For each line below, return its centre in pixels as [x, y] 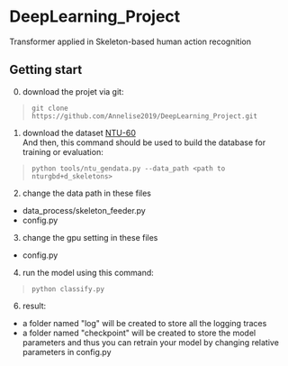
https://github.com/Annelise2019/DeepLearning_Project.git [144, 116]
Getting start [46, 70]
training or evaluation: [63, 151]
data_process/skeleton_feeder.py [84, 210]
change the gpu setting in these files [90, 237]
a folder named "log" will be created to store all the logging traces [144, 323]
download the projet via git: [73, 91]
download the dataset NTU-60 [79, 133]
